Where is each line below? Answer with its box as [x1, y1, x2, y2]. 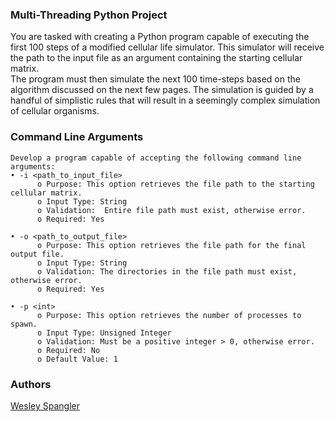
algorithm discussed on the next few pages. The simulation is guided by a [10, 84, 314, 96]
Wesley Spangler [10, 399, 80, 412]
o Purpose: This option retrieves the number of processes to [36, 310, 302, 320]
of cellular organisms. [10, 105, 100, 117]
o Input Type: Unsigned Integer [36, 328, 172, 338]
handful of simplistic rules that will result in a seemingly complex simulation [10, 94, 321, 107]
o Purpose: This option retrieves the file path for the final [36, 240, 307, 250]
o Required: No [36, 345, 101, 355]
